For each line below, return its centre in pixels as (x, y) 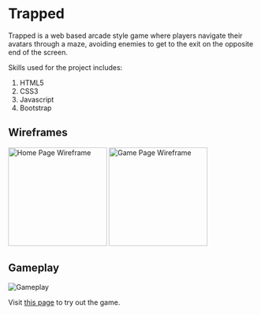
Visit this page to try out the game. (64, 302)
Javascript (37, 99)
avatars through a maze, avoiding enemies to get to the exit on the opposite (131, 43)
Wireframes (38, 133)
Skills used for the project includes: (65, 67)
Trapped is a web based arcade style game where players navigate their (125, 35)
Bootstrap (35, 108)
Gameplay (34, 268)
